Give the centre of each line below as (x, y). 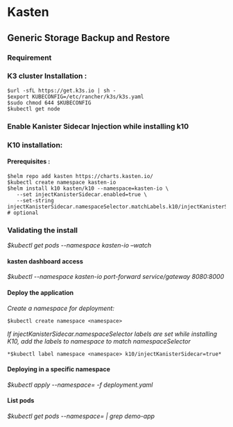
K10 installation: (35, 145)
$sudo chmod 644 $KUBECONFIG (49, 103)
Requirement (29, 58)
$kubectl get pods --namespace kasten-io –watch (79, 245)
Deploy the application (41, 292)
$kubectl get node (34, 108)
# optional (23, 213)
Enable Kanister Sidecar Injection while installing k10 (98, 126)
